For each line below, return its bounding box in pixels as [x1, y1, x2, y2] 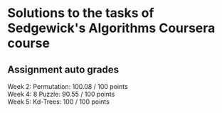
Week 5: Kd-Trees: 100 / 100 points [7, 97, 110, 106]
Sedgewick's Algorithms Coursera [7, 20, 216, 36]
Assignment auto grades [7, 63, 120, 75]
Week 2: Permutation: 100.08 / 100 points [7, 82, 128, 90]
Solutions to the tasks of [7, 5, 154, 21]
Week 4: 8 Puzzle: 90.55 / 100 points [7, 90, 115, 98]
